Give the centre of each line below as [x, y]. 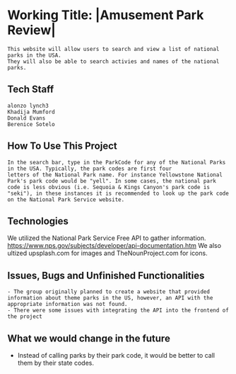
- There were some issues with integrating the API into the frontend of [118, 311]
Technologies [38, 221]
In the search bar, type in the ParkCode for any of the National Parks [117, 162]
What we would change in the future [89, 338]
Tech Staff [31, 90]
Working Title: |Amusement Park [106, 15]
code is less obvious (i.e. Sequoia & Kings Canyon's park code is [109, 187]
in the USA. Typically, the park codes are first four [90, 169]
